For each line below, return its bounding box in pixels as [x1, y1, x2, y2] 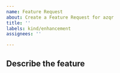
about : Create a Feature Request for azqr [6, 14, 114, 20]
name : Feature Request [6, 8, 63, 15]
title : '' [6, 20, 31, 26]
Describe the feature [6, 58, 85, 69]
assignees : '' [6, 31, 42, 37]
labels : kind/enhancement [6, 25, 71, 32]
